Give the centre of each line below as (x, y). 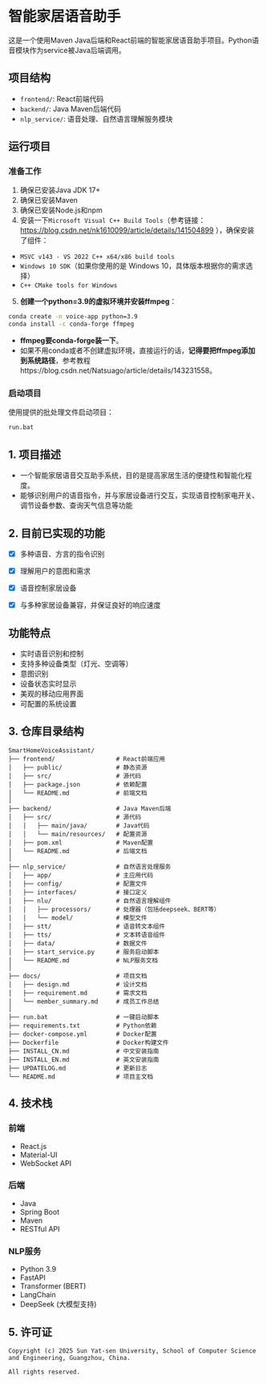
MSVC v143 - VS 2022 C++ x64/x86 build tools (97, 257)
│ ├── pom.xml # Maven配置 (81, 843)
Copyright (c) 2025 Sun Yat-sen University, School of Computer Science (132, 1351)
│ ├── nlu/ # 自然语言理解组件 (90, 900)
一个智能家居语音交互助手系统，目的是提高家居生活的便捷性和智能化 (132, 475)
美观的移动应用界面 (52, 694)
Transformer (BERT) (53, 1286)
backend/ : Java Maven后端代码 (71, 108)
